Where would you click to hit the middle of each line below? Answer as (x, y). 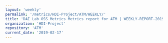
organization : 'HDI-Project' (35, 23)
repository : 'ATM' (24, 28)
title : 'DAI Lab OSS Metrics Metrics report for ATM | (63, 19)
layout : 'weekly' (23, 10)
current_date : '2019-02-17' (34, 33)
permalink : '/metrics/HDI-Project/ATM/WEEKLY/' (56, 14)
